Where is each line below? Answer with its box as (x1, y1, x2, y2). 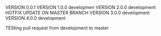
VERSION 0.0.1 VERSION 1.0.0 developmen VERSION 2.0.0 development (5, 5, 156, 10)
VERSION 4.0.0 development (5, 15, 66, 21)
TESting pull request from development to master (5, 25, 109, 31)
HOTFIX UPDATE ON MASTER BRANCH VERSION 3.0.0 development (5, 10, 150, 16)
